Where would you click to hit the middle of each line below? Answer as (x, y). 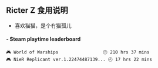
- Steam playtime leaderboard (43, 39)
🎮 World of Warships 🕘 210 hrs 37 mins (78, 52)
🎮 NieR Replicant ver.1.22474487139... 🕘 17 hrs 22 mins (79, 60)
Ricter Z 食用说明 (37, 10)
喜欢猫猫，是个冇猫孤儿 (43, 26)
